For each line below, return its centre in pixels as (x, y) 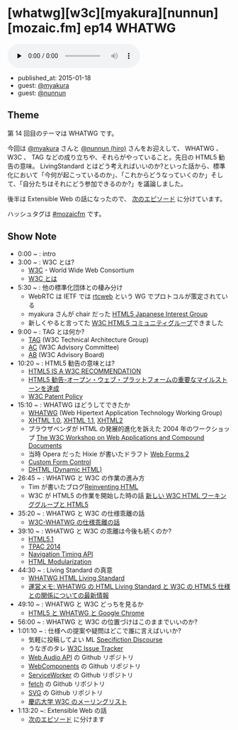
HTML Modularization (60, 561)
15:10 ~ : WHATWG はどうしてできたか (74, 405)
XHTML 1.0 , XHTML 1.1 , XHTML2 (75, 420)
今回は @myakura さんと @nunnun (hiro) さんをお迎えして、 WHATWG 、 (115, 148)
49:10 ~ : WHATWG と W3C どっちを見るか (80, 604)
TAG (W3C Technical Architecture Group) (88, 339)
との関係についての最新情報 (69, 595)
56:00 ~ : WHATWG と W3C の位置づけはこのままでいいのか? (108, 622)
